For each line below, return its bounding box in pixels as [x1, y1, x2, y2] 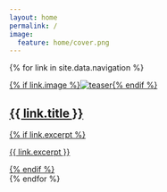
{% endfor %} [9, 173, 61, 184]
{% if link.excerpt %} [9, 129, 87, 140]
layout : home [9, 13, 58, 22]
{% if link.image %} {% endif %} [9, 79, 158, 90]
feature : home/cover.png [17, 38, 110, 47]
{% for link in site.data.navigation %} [9, 63, 145, 73]
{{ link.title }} [9, 105, 84, 121]
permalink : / [9, 21, 58, 30]
